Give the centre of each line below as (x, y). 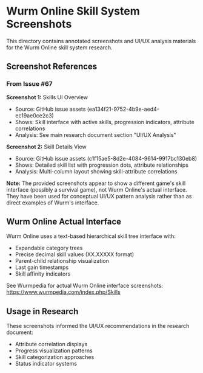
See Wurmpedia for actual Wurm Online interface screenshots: (85, 286)
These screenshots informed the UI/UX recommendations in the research (98, 326)
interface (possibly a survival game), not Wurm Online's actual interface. (97, 189)
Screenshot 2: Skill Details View (46, 147)
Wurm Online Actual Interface (64, 222)
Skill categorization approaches (55, 357)
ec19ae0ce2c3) (35, 115)
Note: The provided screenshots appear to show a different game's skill (96, 183)
